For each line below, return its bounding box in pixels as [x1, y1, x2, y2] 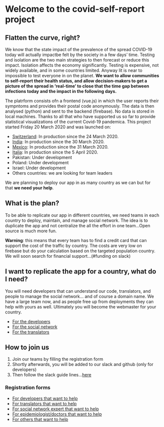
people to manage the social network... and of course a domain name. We [5, 293, 154, 299]
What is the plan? [5, 199, 60, 208]
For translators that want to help [12, 400, 77, 406]
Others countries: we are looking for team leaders [12, 170, 113, 176]
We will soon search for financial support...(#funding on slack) [5, 253, 131, 259]
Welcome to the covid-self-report [5, 3, 145, 15]
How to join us [5, 343, 49, 352]
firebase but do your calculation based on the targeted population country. [5, 247, 156, 254]
